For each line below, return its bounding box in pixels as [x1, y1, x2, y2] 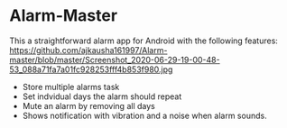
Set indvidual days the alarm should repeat [22, 91, 182, 102]
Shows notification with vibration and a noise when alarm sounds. [22, 110, 268, 121]
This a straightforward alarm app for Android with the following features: [9, 35, 278, 46]
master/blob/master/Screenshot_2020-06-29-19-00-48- [9, 54, 220, 65]
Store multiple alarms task [22, 81, 120, 92]
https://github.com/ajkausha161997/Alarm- [9, 44, 168, 55]
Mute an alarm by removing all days [22, 100, 155, 111]
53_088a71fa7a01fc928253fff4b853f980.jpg [9, 64, 173, 75]
